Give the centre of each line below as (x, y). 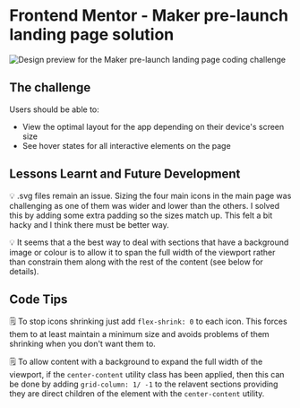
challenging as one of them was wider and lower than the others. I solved (145, 205)
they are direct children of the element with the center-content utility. (137, 394)
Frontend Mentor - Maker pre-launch (149, 16)
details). (24, 271)
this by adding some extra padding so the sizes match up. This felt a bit (141, 215)
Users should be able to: (55, 109)
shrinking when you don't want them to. (83, 344)
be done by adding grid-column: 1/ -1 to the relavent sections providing (144, 384)
